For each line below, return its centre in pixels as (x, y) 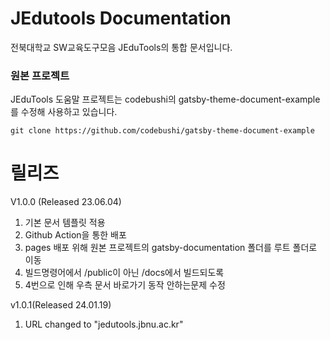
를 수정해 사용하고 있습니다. (64, 112)
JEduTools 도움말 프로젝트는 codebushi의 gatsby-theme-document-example (165, 99)
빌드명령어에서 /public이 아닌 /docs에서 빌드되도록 (124, 273)
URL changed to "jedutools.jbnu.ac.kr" (104, 324)
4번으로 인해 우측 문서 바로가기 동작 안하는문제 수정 (125, 285)
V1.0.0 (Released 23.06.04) (66, 202)
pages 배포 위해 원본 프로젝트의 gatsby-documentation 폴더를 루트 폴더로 (171, 248)
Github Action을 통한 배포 (75, 235)
